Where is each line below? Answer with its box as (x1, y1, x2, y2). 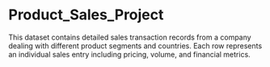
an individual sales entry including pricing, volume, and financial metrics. (8, 49, 251, 59)
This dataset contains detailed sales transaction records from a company (8, 32, 252, 42)
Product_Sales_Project (8, 6, 164, 24)
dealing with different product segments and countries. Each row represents (8, 40, 263, 50)
